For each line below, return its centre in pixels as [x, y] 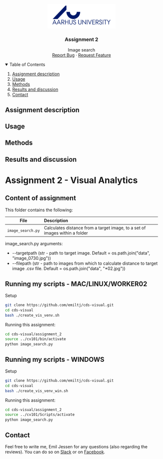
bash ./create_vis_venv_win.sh [37, 391]
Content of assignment [41, 198]
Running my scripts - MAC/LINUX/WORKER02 [76, 284]
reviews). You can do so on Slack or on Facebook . [55, 452]
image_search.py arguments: [34, 244]
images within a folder [66, 233]
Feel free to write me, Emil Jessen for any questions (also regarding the [76, 447]
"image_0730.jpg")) [32, 258]
